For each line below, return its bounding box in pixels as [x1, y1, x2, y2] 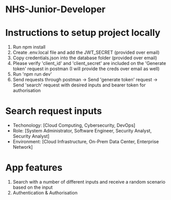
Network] [12, 144, 33, 150]
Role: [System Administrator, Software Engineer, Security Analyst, [12, 128, 152, 134]
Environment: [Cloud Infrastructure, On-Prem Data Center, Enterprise [12, 139, 159, 145]
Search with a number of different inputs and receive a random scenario [12, 179, 166, 185]
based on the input [12, 184, 53, 190]
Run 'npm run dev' [12, 71, 52, 77]
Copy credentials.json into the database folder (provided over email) [12, 55, 158, 61]
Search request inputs [5, 105, 102, 117]
